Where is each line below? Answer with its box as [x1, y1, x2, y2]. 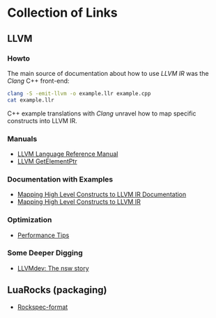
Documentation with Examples [7, 174, 114, 184]
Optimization [7, 215, 52, 225]
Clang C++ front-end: [7, 77, 70, 85]
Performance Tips [17, 231, 70, 239]
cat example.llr [7, 96, 54, 104]
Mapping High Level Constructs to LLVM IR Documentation [17, 190, 187, 199]
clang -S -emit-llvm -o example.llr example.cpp [7, 90, 151, 97]
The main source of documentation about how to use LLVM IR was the [7, 69, 209, 77]
